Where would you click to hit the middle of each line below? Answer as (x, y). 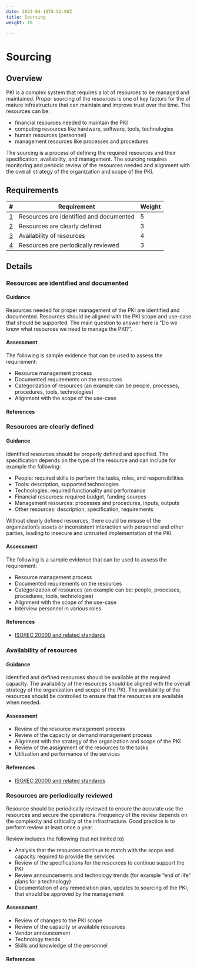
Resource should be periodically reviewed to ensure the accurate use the (95, 808)
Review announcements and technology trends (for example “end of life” (103, 875)
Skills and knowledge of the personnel (61, 946)
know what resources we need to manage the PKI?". (69, 329)
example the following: (34, 466)
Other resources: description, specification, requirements (84, 509)
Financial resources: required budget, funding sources (81, 496)
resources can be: (28, 111)
